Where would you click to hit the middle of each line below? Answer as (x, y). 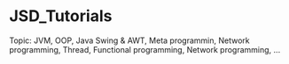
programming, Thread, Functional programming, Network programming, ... (145, 49)
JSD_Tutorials (61, 16)
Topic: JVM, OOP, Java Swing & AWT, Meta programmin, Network (129, 40)
